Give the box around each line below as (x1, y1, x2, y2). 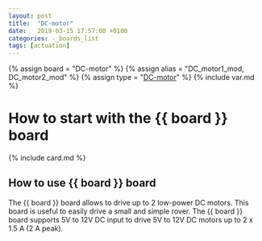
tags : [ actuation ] (8, 42, 70, 50)
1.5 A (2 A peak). (8, 223, 64, 233)
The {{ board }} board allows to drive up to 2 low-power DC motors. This (8, 197, 249, 207)
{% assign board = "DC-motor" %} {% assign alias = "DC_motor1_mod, (8, 64, 244, 73)
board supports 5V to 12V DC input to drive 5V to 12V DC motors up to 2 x (8, 214, 254, 224)
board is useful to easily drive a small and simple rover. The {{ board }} (8, 206, 243, 216)
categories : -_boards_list (8, 34, 99, 43)
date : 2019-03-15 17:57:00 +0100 (8, 27, 128, 35)
